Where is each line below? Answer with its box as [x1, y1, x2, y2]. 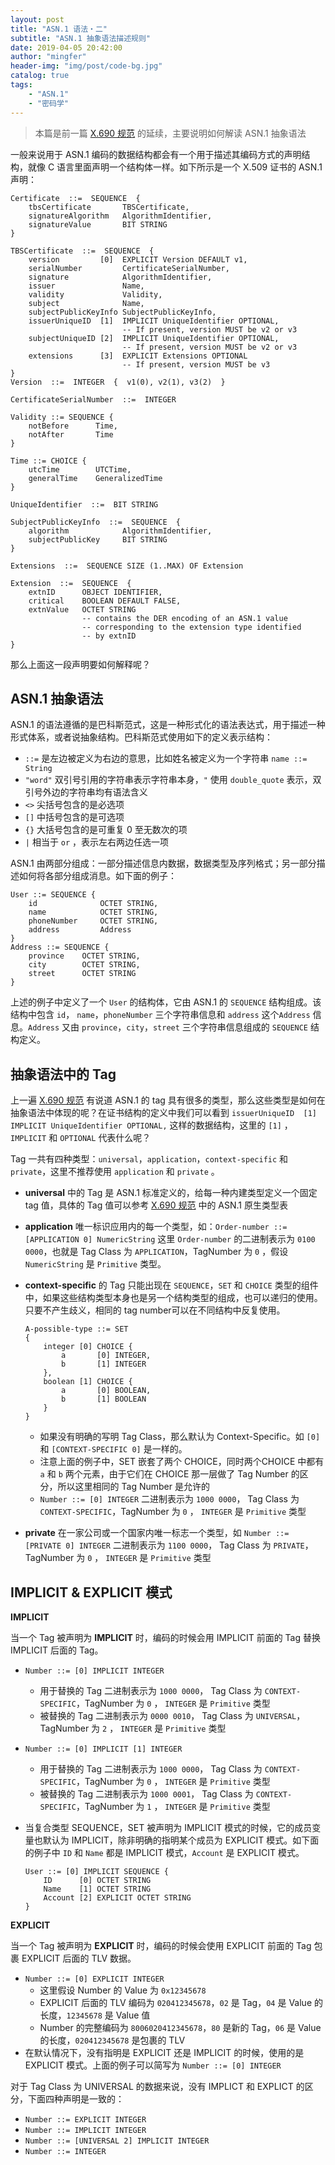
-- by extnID [81, 631, 137, 641]
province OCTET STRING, [28, 951, 141, 961]
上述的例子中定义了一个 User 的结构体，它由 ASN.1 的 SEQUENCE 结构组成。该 [10, 996, 322, 1008]
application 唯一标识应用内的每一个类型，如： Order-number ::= [24, 1221, 288, 1233]
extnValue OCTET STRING [28, 604, 137, 615]
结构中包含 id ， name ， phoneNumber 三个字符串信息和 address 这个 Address [10, 1009, 311, 1021]
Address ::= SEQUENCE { [10, 942, 110, 953]
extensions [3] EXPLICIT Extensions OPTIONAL [28, 351, 248, 361]
